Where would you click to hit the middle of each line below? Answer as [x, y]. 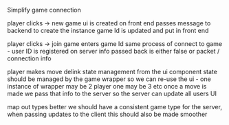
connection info [29, 58]
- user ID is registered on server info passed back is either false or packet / [113, 51]
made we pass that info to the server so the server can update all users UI [112, 93]
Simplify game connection [44, 10]
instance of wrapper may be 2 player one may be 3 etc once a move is [107, 86]
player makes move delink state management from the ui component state [112, 72]
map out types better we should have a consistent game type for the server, [115, 107]
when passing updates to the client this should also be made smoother [107, 114]
